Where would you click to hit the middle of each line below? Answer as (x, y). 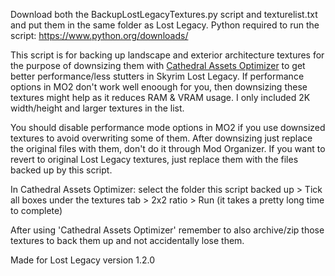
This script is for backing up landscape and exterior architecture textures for (167, 55)
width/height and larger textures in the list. (97, 108)
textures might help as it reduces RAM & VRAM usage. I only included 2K (160, 97)
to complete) (36, 210)
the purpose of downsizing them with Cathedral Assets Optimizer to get (158, 65)
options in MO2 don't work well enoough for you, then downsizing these (159, 87)
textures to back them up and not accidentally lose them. (127, 240)
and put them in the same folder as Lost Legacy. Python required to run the (165, 25)
